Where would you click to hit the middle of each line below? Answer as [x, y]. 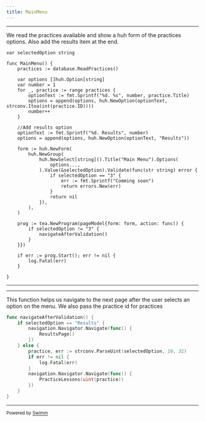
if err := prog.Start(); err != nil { [67, 256]
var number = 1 [37, 85]
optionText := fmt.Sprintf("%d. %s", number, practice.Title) [109, 95]
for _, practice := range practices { [67, 90]
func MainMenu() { [30, 63]
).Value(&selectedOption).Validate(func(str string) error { [118, 170]
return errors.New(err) [91, 186]
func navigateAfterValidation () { [50, 317]
